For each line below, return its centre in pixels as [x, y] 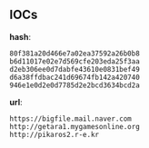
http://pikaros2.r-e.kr [55, 134]
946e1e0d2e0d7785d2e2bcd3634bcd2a [75, 85]
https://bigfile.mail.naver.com [70, 118]
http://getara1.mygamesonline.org [75, 126]
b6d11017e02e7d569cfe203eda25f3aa [75, 61]
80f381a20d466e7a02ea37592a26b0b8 [75, 54]
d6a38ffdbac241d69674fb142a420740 [75, 77]
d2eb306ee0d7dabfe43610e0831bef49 [75, 69]
